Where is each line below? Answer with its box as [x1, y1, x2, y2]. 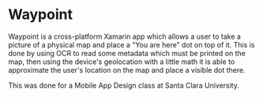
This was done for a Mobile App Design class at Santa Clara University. [8, 81, 239, 90]
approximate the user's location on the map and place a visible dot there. [8, 65, 246, 74]
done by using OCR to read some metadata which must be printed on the [8, 48, 246, 58]
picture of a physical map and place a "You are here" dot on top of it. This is [8, 40, 255, 49]
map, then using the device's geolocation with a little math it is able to [8, 57, 235, 66]
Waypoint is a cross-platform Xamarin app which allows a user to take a [8, 32, 241, 41]
